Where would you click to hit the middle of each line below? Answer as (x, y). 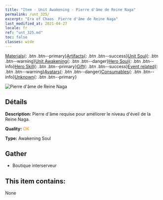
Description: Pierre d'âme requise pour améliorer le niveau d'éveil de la (78, 114)
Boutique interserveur (34, 165)
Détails (16, 102)
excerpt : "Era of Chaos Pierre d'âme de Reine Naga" (62, 19)
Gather (16, 154)
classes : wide (20, 42)
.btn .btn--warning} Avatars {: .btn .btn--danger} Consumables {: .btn (73, 72)
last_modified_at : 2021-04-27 (36, 23)
